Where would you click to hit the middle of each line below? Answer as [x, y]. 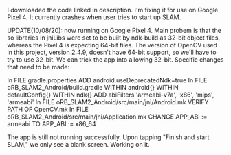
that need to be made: [38, 67]
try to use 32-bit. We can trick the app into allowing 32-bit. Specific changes [116, 60]
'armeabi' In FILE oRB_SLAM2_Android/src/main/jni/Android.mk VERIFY [108, 102]
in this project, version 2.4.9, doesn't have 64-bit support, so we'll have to [112, 52]
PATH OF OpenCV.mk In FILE [48, 109]
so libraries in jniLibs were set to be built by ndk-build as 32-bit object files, [114, 38]
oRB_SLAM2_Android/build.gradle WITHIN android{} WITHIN [93, 87]
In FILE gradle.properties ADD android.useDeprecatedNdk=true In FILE [107, 80]
